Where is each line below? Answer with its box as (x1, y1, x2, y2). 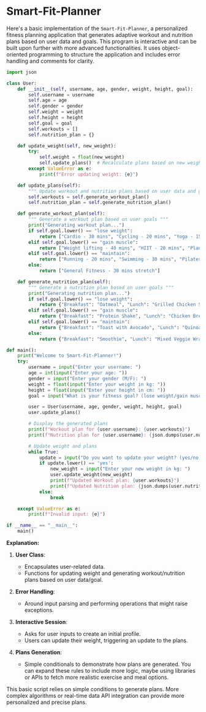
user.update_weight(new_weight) (50, 472, 133, 478)
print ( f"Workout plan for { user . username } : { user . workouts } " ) (28, 426, 191, 432)
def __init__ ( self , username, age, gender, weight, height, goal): (17, 86, 193, 92)
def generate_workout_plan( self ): (17, 211, 105, 217)
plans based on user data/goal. (24, 576, 103, 584)
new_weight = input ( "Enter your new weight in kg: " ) (50, 466, 191, 472)
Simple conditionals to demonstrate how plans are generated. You (24, 660, 191, 668)
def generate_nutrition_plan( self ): (17, 278, 112, 285)
